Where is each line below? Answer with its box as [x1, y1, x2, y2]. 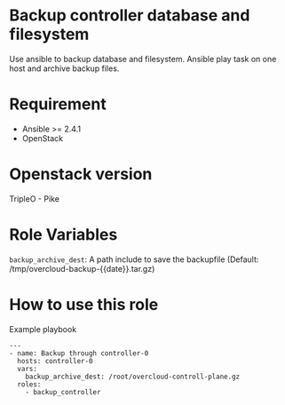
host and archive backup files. [9, 63, 120, 74]
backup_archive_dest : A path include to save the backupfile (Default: [9, 254, 259, 265]
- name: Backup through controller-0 [9, 348, 149, 358]
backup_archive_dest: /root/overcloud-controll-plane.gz [25, 372, 241, 381]
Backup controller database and [9, 5, 250, 26]
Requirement [9, 94, 107, 115]
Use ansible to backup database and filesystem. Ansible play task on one [9, 53, 277, 64]
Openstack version [9, 164, 153, 185]
